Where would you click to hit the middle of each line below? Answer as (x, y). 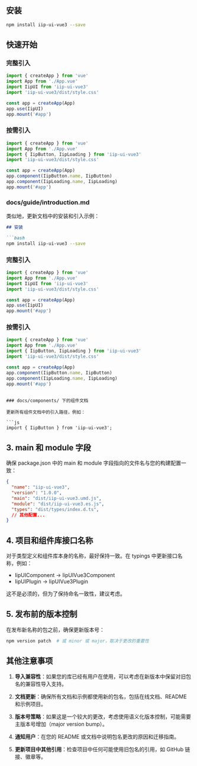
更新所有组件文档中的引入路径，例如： (46, 412)
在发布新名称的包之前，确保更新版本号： (55, 629)
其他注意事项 (30, 661)
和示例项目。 (30, 704)
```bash (16, 238)
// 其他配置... (28, 515)
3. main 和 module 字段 (49, 447)
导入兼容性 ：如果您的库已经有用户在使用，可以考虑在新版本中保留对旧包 (103, 676)
